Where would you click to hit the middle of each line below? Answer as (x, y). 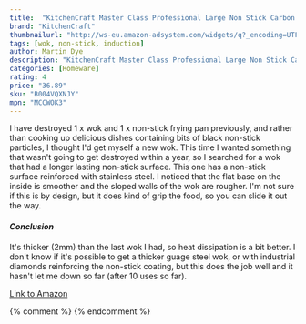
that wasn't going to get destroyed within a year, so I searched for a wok (145, 157)
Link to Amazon (39, 293)
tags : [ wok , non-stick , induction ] (77, 43)
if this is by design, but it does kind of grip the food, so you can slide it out (148, 196)
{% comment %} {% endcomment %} (80, 311)
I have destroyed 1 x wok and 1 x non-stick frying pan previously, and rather (151, 128)
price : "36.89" (38, 86)
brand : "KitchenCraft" (52, 26)
